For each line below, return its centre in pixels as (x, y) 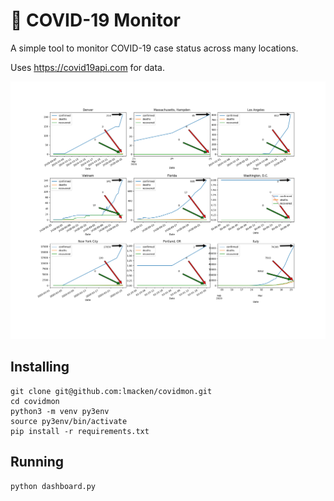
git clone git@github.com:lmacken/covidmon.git (111, 391)
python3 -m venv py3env (60, 411)
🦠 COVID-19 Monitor (95, 20)
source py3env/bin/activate (69, 421)
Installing (40, 367)
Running (37, 462)
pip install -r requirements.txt (80, 431)
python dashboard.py (53, 486)
